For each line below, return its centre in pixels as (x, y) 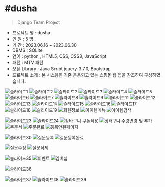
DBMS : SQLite (27, 50)
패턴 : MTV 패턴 (28, 62)
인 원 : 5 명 (23, 39)
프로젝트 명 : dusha (31, 32)
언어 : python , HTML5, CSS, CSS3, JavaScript (59, 56)
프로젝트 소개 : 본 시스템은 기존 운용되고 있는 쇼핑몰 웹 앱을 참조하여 (78, 75)
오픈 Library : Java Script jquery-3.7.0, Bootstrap (61, 69)
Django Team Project (39, 22)
